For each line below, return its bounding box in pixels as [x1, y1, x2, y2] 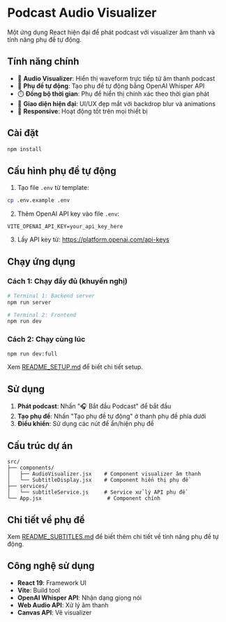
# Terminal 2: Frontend [7, 311, 77, 318]
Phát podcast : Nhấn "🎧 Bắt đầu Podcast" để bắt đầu [17, 402, 172, 410]
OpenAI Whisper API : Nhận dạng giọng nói [17, 593, 142, 602]
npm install [7, 145, 42, 153]
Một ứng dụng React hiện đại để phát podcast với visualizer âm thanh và [7, 28, 215, 36]
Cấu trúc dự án [7, 440, 73, 452]
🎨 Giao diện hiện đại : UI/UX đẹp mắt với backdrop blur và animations [17, 99, 216, 108]
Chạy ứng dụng [7, 256, 75, 267]
